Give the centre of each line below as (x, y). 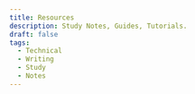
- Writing (36, 59)
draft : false (34, 34)
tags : (19, 43)
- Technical (40, 51)
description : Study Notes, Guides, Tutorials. (98, 26)
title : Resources (42, 17)
